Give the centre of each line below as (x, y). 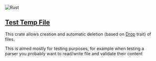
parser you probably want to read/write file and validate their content (74, 53)
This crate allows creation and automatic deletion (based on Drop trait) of (78, 34)
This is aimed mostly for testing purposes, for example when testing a (75, 49)
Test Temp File (27, 22)
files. (10, 39)
